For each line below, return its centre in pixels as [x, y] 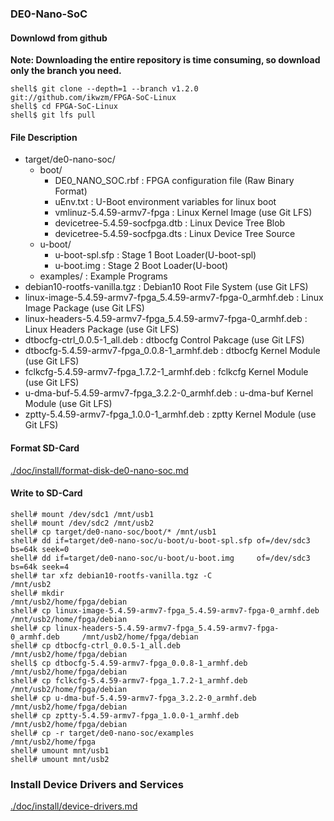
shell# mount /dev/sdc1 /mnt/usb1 [82, 514]
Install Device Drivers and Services [97, 784]
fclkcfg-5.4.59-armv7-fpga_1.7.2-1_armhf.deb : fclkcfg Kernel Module [166, 372]
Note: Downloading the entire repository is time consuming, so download [165, 60]
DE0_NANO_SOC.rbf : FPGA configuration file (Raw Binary [174, 181]
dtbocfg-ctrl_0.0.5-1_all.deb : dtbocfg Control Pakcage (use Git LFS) [164, 340]
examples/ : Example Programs [103, 276]
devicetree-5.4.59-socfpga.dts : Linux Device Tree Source [175, 234]
